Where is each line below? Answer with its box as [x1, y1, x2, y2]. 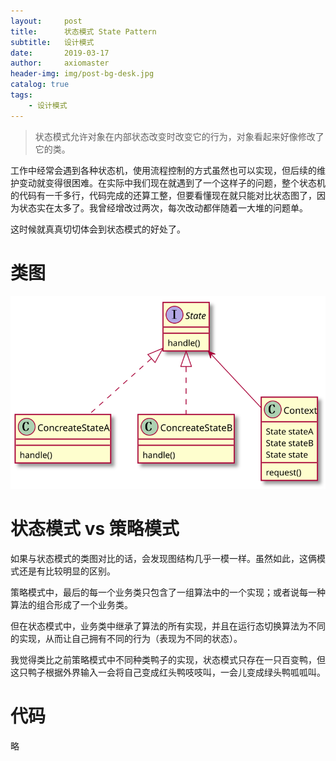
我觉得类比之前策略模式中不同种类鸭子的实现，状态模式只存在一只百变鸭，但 [10, 653, 326, 665]
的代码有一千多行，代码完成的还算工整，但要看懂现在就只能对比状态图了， [10, 189, 317, 201]
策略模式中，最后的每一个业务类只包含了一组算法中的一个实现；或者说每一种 [10, 586, 326, 598]
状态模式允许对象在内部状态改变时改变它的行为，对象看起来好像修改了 [34, 130, 325, 142]
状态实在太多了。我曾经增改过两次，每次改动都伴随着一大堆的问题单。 [18, 201, 308, 214]
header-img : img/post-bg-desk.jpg [10, 69, 155, 79]
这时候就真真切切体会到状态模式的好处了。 [10, 223, 186, 235]
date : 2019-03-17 [10, 48, 110, 58]
